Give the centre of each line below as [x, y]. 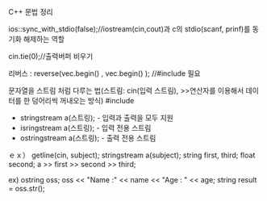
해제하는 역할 [44, 39]
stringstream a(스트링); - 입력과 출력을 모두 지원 [96, 118]
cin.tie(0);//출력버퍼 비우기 [51, 56]
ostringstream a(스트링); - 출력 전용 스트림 [88, 138]
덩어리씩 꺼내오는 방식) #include [83, 100]
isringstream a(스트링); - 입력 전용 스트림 [86, 128]
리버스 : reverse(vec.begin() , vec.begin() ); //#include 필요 [104, 73]
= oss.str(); [27, 188]
